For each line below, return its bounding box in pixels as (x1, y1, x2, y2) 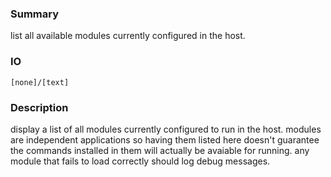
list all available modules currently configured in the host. (10, 30, 246, 42)
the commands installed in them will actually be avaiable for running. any (10, 144, 310, 156)
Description (10, 100, 69, 114)
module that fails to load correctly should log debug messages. (10, 155, 271, 167)
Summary (10, 7, 60, 21)
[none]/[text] (10, 77, 70, 87)
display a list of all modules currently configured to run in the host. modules (10, 123, 322, 135)
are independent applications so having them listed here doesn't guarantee (10, 133, 320, 146)
